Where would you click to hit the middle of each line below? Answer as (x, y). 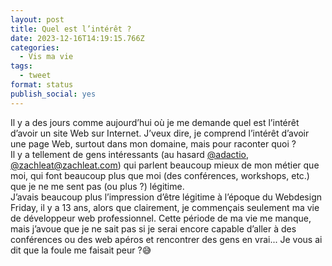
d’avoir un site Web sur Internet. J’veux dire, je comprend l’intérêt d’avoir (160, 133)
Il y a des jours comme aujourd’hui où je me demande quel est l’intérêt (155, 122)
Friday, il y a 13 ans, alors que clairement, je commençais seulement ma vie (165, 207)
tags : (21, 66)
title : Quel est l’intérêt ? (71, 29)
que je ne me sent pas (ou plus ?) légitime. (97, 186)
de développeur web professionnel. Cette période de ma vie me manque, (161, 218)
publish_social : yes (53, 94)
